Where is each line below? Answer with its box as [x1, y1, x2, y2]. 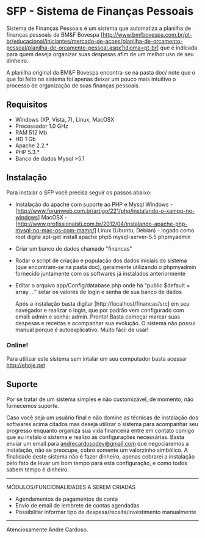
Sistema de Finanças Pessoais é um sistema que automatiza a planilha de [6, 24, 191, 32]
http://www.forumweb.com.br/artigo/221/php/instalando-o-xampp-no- [17, 207, 195, 215]
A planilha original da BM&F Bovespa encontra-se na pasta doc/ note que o [6, 68, 196, 76]
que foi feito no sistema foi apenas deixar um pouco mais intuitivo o [6, 75, 176, 83]
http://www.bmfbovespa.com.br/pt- [103, 31, 192, 38]
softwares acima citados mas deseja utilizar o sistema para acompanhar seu [6, 420, 198, 427]
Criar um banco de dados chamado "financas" [15, 245, 132, 252]
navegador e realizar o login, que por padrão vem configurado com [15, 306, 184, 314]
